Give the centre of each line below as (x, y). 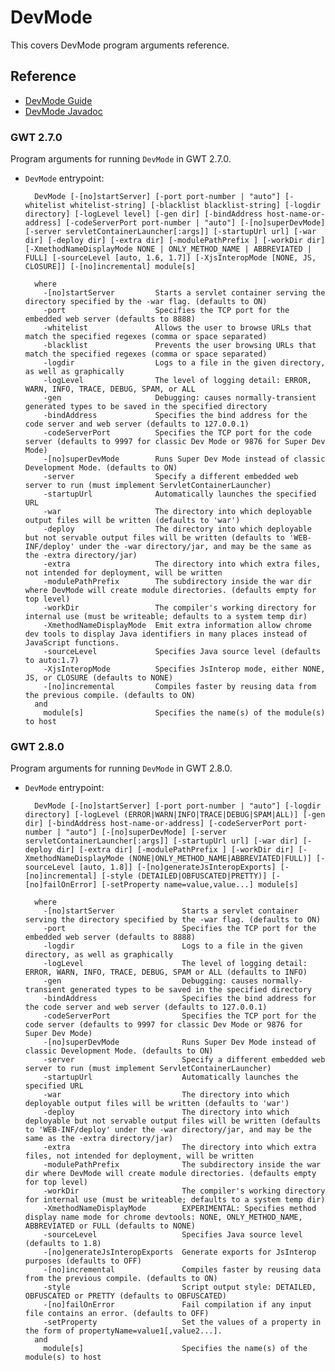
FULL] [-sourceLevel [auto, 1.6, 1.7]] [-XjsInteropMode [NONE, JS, (170, 258)
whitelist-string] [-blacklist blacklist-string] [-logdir (195, 206)
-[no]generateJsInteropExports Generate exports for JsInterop (180, 1252)
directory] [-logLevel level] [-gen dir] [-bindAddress (143, 214)
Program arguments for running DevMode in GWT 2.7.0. (121, 159)
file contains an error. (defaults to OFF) (117, 1314)
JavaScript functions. (72, 643)
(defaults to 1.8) (63, 1244)
